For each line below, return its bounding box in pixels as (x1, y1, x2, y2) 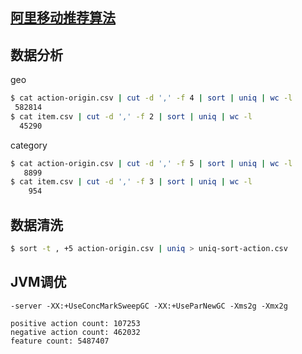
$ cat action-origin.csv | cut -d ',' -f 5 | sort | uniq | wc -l (10, 158, 293, 168)
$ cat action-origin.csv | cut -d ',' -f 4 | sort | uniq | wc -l (10, 93, 293, 103)
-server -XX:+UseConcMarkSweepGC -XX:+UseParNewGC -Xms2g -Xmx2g (10, 301, 288, 311)
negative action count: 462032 (10, 327, 141, 337)
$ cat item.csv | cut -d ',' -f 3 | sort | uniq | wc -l (10, 177, 253, 187)
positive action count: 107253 (10, 318, 141, 328)
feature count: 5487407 (10, 336, 110, 346)
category (10, 139, 48, 151)
